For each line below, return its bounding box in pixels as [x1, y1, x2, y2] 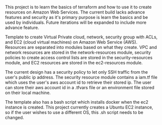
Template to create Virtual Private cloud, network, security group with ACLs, [5, 34, 158, 40]
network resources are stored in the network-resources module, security [5, 49, 151, 55]
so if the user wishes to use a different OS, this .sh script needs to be [5, 109, 144, 115]
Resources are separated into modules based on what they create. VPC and [5, 45, 157, 50]
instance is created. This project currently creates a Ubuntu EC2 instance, [5, 104, 153, 110]
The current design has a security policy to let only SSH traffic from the [5, 69, 148, 75]
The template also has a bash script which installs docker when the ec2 [5, 99, 148, 105]
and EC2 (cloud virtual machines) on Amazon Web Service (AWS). [5, 39, 138, 45]
